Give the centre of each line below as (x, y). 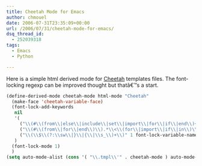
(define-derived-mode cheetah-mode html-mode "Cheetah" (78, 96)
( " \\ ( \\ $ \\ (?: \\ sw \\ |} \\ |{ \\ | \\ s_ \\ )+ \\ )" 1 (76, 135)
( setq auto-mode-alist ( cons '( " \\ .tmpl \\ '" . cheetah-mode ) (87, 157)
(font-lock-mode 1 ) (36, 146)
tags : (13, 46)
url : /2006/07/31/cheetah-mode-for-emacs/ (60, 28)
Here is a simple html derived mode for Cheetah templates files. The (91, 79)
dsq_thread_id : (25, 34)
